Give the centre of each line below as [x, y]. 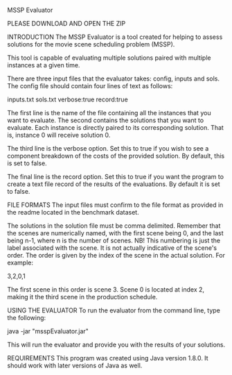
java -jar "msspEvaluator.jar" [48, 331]
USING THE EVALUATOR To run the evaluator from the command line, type [114, 310]
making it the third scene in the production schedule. [82, 297]
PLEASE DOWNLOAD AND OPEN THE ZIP [66, 23]
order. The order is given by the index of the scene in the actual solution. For [116, 255]
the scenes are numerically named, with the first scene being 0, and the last [115, 233]
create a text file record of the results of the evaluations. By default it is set [114, 184]
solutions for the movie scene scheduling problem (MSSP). [91, 44]
